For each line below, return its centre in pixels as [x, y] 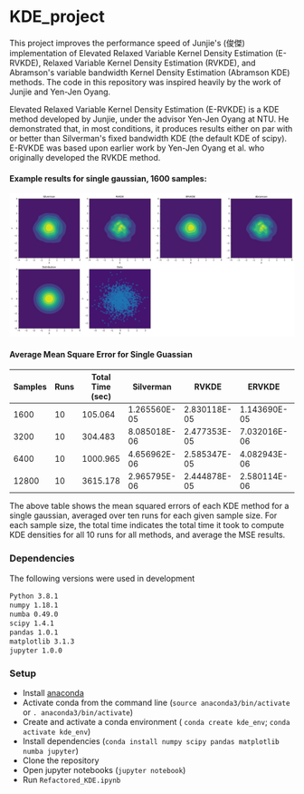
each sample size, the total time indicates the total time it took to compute [147, 525]
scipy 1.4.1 [32, 623]
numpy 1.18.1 [34, 605]
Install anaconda [53, 692]
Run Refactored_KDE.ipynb [71, 779]
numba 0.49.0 [34, 614]
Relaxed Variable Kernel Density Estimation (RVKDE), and [149, 63]
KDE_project [57, 17]
